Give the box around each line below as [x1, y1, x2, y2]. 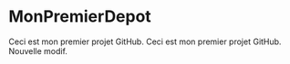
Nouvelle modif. [8, 45, 67, 56]
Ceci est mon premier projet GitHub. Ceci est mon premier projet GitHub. [8, 36, 282, 47]
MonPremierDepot [8, 6, 151, 27]
